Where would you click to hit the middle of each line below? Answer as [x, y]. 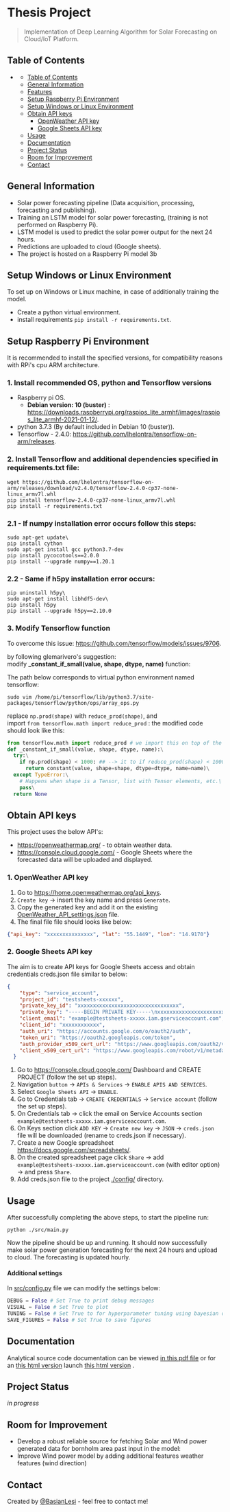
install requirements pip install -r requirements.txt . [94, 320]
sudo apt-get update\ [38, 538]
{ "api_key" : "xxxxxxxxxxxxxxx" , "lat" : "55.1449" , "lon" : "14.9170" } [108, 934]
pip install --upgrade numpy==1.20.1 [61, 562]
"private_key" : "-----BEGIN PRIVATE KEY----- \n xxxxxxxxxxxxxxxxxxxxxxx [124, 1012]
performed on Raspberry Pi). [57, 224]
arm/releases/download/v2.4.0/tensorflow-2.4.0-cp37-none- [93, 488]
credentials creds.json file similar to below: [67, 974]
